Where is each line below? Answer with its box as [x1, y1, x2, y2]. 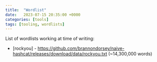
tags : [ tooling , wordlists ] [5, 21, 65, 27]
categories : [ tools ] [5, 17, 49, 22]
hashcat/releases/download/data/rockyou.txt [12, 51, 108, 57]
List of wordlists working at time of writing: [5, 36, 95, 42]
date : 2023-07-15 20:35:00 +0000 [5, 12, 81, 17]
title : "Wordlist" [5, 7, 47, 13]
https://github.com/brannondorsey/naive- [37, 45, 124, 51]
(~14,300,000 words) [108, 51, 152, 57]
